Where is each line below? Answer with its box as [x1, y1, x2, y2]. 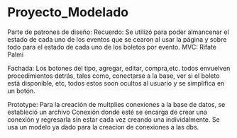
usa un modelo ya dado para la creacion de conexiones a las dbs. [7, 122, 199, 131]
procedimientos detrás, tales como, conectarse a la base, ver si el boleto [7, 71, 220, 80]
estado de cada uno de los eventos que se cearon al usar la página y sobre [7, 35, 227, 43]
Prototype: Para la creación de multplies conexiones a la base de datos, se [7, 100, 226, 108]
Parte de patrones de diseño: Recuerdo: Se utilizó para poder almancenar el [7, 28, 229, 36]
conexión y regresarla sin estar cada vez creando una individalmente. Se [7, 115, 220, 124]
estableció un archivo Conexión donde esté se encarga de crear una [7, 108, 208, 116]
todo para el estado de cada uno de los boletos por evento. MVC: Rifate [7, 42, 216, 51]
